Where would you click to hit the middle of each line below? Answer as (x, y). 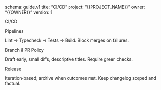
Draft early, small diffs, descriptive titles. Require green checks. (69, 59)
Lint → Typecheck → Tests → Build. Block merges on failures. (67, 40)
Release (13, 69)
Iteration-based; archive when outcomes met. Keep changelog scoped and (81, 78)
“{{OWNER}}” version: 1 (29, 12)
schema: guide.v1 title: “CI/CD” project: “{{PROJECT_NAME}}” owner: (75, 7)
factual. (13, 83)
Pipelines (14, 31)
